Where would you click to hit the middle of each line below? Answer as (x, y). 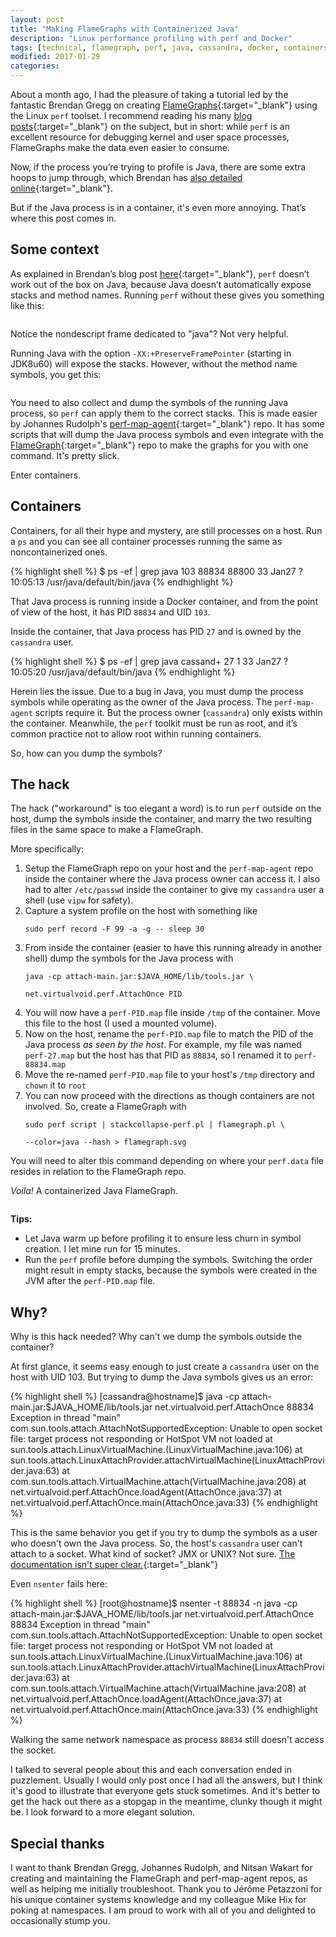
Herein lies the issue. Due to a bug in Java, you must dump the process (157, 691)
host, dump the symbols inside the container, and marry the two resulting (161, 819)
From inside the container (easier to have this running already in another (173, 948)
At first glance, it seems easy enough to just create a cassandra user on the (165, 1367)
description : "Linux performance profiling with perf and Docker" (151, 38)
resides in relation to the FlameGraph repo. (98, 1172)
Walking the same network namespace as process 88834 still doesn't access (167, 1740)
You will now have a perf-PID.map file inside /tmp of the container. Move (172, 1013)
